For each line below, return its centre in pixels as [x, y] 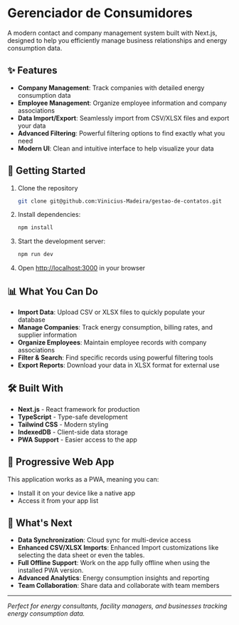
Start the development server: [62, 241]
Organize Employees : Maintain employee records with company [112, 342]
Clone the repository [48, 188]
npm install [35, 228]
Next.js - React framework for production [79, 409]
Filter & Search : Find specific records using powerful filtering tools [115, 357]
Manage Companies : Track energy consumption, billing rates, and [115, 327]
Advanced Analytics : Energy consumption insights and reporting [113, 578]
